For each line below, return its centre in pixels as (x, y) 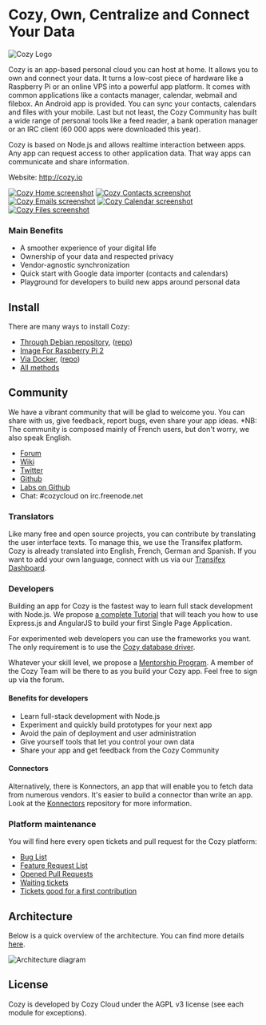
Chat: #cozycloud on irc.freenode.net (81, 495)
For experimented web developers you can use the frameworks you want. (130, 639)
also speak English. (40, 438)
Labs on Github (45, 487)
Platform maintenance (52, 824)
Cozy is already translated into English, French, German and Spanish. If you (133, 551)
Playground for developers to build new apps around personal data (130, 282)
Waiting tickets (44, 882)
